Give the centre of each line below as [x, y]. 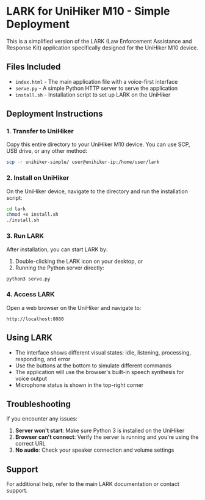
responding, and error [43, 359]
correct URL [30, 444]
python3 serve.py [28, 279]
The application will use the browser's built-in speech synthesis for [99, 372]
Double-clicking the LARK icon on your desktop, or [79, 261]
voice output [31, 378]
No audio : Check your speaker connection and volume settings [95, 450]
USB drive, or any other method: [47, 151]
